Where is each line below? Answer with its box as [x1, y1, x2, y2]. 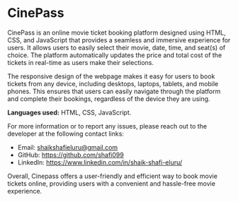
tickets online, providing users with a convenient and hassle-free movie [7, 179, 216, 188]
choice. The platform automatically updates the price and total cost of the [7, 51, 222, 59]
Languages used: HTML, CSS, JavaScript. [7, 108, 132, 117]
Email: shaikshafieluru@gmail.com [17, 143, 118, 151]
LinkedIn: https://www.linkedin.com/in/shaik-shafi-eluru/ [17, 158, 183, 167]
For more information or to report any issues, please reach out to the [7, 121, 208, 130]
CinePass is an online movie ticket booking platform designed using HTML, [7, 28, 227, 37]
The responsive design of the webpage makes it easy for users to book [7, 72, 215, 81]
